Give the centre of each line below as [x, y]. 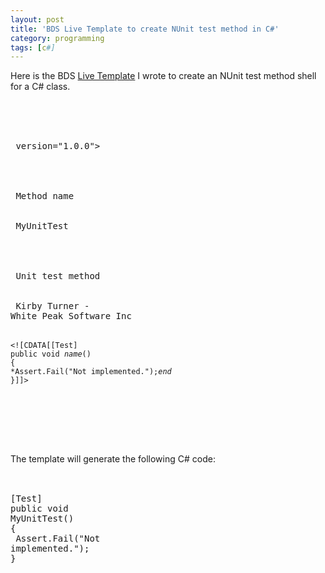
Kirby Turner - [52, 306]
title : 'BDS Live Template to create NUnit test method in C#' [145, 29]
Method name [45, 196]
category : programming [57, 38]
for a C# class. [40, 87]
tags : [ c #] [33, 47]
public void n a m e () [51, 354]
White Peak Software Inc [71, 316]
